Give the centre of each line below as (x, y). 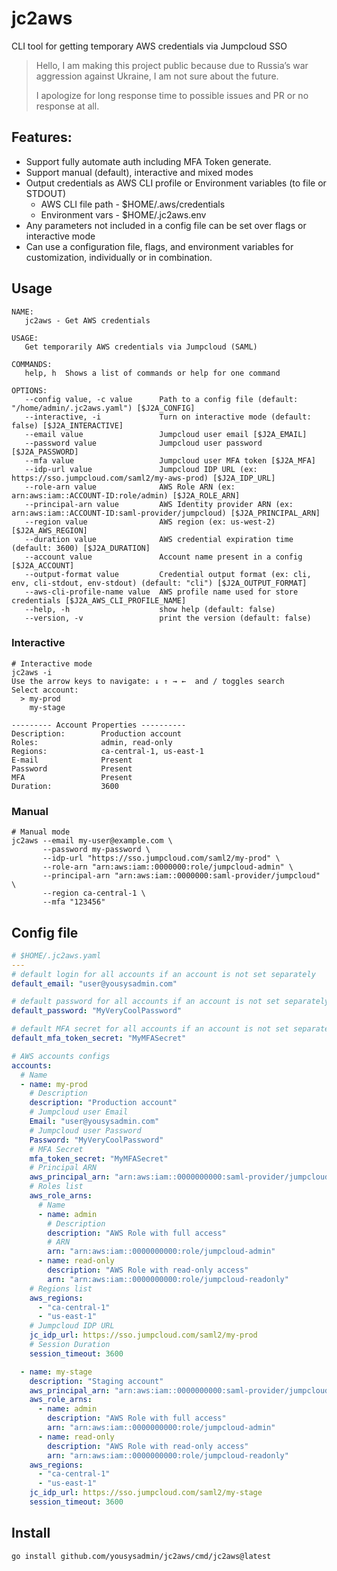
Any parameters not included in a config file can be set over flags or (166, 225)
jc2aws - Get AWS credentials (87, 320)
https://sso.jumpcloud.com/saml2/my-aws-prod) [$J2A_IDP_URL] (143, 478)
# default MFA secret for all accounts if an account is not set (150, 1029)
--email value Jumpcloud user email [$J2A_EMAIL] (166, 434)
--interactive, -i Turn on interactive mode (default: (168, 417)
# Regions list (61, 1288)
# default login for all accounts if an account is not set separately (163, 974)
